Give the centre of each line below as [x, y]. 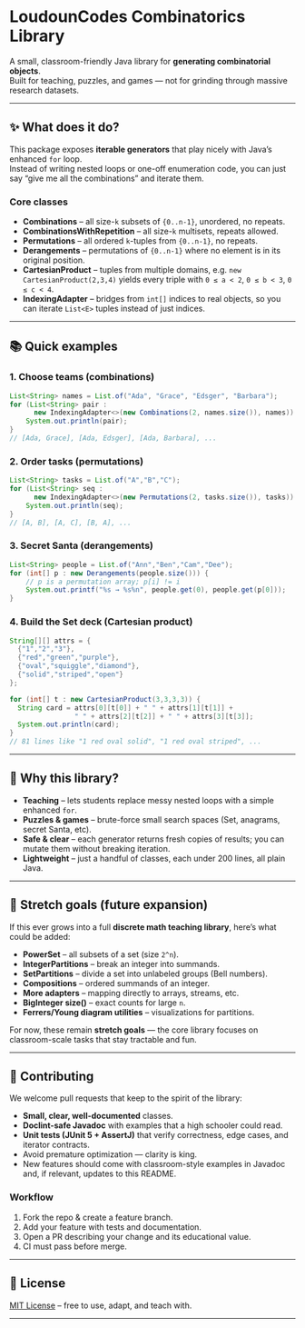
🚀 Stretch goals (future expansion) [109, 905]
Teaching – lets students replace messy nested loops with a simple [148, 800]
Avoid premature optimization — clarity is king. [110, 1154]
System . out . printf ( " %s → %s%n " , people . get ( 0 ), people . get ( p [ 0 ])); [156, 590]
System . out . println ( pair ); [77, 421]
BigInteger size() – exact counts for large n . [104, 1003]
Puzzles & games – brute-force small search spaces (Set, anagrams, [151, 819]
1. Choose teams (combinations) [82, 377]
